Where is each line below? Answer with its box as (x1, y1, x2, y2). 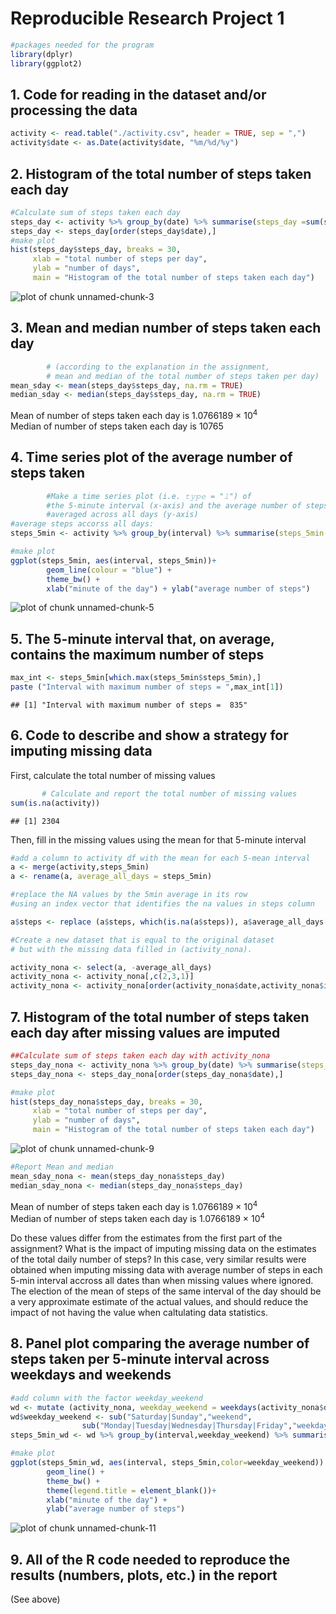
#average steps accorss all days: (10, 519, 155, 529)
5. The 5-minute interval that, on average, (10, 630, 275, 647)
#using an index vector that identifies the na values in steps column (10, 899, 315, 909)
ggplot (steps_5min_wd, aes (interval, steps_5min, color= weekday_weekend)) (10, 1458, 325, 1468)
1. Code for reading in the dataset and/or (10, 86, 267, 103)
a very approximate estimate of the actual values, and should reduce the (10, 1295, 309, 1307)
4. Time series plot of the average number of (10, 449, 293, 466)
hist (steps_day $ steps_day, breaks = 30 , (10, 245, 182, 255)
